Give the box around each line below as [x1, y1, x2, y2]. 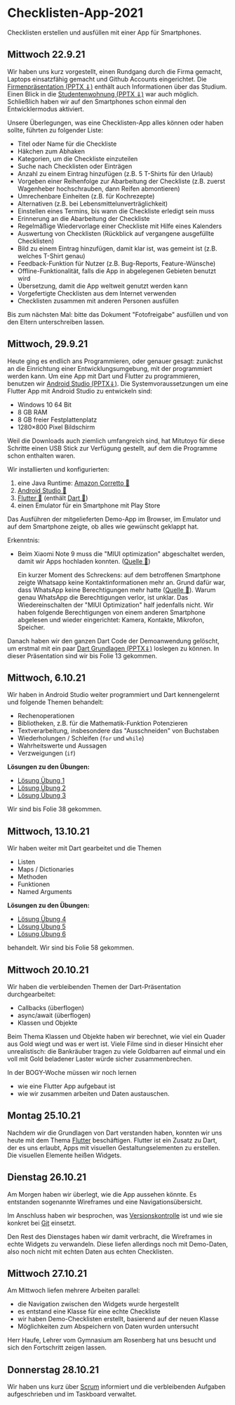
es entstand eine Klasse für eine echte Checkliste [17, 1307, 161, 1316]
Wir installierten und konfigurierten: [7, 465, 110, 473]
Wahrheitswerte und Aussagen [17, 741, 107, 750]
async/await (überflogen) [17, 1012, 91, 1019]
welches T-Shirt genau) [17, 251, 86, 260]
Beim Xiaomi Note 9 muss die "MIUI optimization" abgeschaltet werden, [17, 549, 226, 557]
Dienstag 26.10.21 [7, 1171, 86, 1183]
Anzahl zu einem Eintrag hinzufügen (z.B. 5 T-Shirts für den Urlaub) [17, 169, 213, 177]
